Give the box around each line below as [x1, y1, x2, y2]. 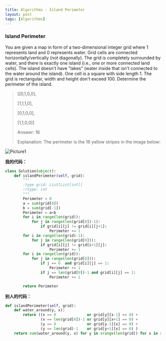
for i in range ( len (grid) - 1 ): [23, 233, 85, 238]
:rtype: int [23, 187, 48, 192]
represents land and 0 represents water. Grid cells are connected [5, 49, 138, 55]
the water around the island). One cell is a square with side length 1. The [5, 70, 152, 76]
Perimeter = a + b [23, 210, 56, 215]
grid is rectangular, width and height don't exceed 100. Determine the [5, 75, 146, 82]
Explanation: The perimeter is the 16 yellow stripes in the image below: [17, 138, 161, 144]
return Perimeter [23, 283, 58, 288]
